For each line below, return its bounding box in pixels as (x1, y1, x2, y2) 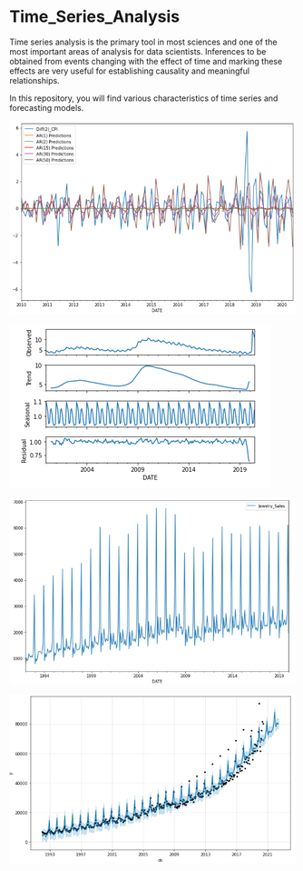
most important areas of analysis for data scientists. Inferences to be (9, 45, 267, 56)
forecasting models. (9, 102, 84, 113)
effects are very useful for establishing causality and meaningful (9, 65, 250, 76)
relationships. (9, 75, 61, 85)
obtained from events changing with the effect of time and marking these (9, 55, 283, 66)
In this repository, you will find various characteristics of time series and (9, 93, 279, 104)
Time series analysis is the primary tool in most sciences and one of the (9, 36, 278, 47)
